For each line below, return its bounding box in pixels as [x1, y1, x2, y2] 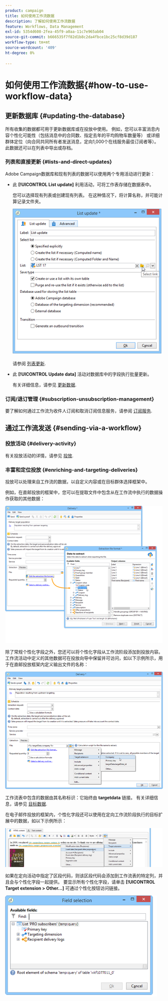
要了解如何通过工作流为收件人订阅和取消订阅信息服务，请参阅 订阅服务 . [5, 408, 152, 414]
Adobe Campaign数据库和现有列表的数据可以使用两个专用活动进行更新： [5, 171, 155, 177]
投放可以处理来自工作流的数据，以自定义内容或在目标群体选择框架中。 [5, 478, 150, 484]
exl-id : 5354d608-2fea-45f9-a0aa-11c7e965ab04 [5, 29, 104, 35]
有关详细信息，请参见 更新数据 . [12, 382, 76, 388]
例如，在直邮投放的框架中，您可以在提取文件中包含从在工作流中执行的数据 [5, 489, 158, 495]
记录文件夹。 [16, 198, 43, 204]
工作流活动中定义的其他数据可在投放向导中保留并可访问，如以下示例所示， [5, 655, 158, 661]
